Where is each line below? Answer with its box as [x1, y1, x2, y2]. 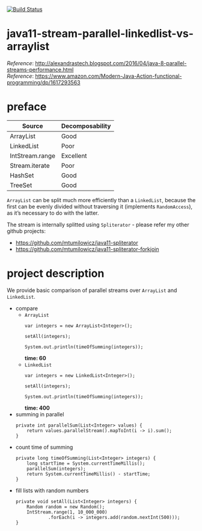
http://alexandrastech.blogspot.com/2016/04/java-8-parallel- [35, 59, 187, 66]
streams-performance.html [7, 66, 74, 73]
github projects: [7, 227, 46, 235]
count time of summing [15, 444, 73, 451]
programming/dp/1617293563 [7, 78, 81, 86]
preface [7, 100, 47, 114]
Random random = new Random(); [26, 504, 105, 510]
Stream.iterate [10, 161, 50, 170]
